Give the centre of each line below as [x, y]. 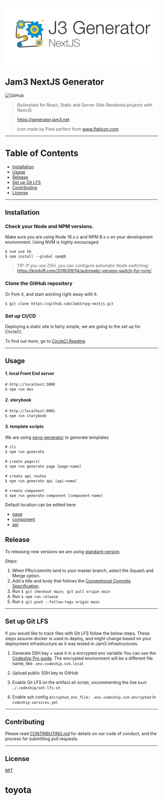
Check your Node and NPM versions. [49, 227]
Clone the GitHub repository [39, 283]
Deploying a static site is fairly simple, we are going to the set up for [73, 327]
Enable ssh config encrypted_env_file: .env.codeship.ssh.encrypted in [84, 697]
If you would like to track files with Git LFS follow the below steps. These [77, 633]
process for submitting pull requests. [42, 739]
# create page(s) [23, 462]
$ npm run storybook [26, 416]
